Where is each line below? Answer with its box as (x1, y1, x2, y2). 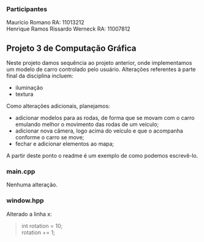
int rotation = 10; (21, 222, 63, 229)
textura (15, 90, 34, 98)
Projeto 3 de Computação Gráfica (6, 43, 137, 53)
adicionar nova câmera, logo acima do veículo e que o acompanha (15, 127, 184, 134)
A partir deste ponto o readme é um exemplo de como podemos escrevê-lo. (6, 152, 198, 159)
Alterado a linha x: (6, 210, 52, 218)
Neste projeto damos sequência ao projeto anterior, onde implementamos (6, 59, 192, 67)
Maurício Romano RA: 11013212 (6, 19, 85, 26)
